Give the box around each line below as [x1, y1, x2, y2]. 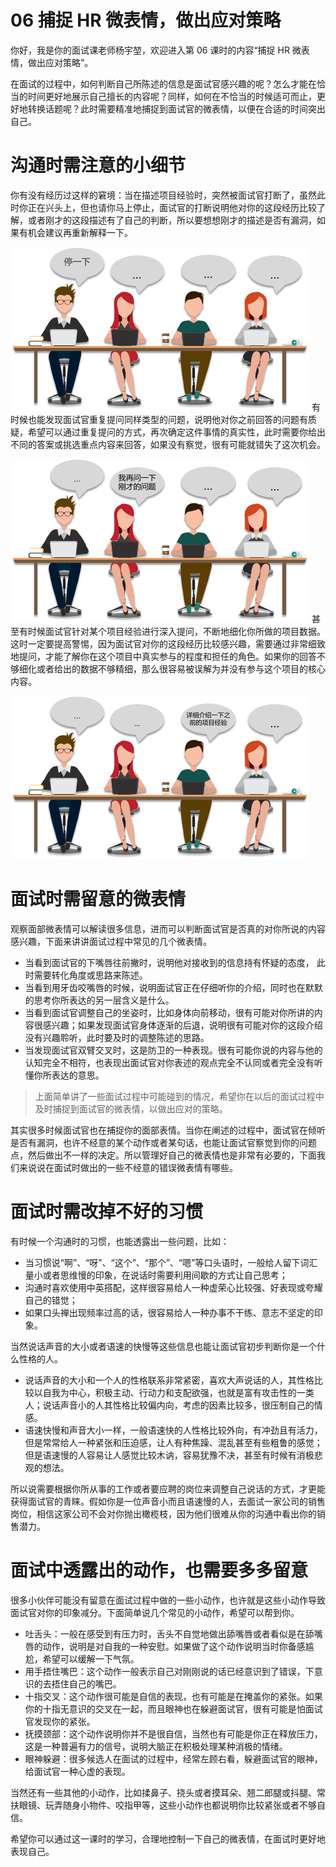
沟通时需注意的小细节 [10, 154, 187, 177]
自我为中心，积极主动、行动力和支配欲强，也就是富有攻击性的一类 [42, 1386, 315, 1398]
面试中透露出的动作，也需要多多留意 [10, 1559, 309, 1581]
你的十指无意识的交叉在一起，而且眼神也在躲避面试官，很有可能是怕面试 [24, 1702, 323, 1715]
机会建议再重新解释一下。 [27, 226, 133, 238]
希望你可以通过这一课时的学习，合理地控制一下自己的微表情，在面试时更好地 [10, 1832, 326, 1845]
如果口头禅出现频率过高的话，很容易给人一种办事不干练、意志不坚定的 [24, 1306, 315, 1318]
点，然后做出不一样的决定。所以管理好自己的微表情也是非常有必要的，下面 [10, 1149, 317, 1161]
